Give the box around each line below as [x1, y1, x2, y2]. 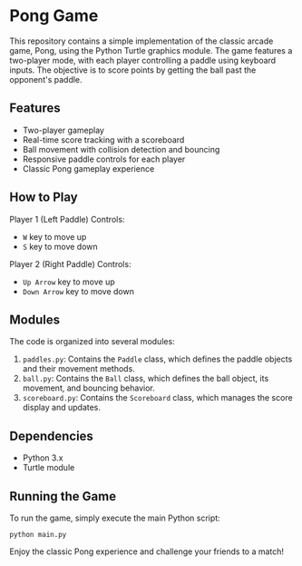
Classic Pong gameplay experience [22, 163, 155, 174]
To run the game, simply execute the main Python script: [9, 512, 220, 523]
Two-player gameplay [22, 124, 104, 135]
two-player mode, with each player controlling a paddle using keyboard [9, 55, 277, 65]
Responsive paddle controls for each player [22, 154, 186, 164]
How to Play [9, 190, 79, 205]
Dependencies [9, 428, 93, 443]
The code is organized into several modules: [9, 336, 175, 347]
